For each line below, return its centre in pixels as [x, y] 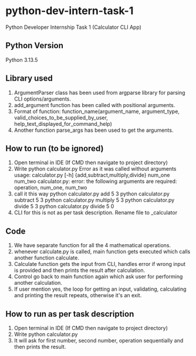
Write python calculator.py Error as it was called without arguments [95, 169]
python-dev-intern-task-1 [70, 11]
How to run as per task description [70, 314]
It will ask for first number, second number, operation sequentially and [99, 340]
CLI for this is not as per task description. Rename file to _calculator [95, 212]
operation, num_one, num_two [50, 188]
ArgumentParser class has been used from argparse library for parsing [99, 92]
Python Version [35, 46]
